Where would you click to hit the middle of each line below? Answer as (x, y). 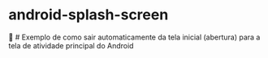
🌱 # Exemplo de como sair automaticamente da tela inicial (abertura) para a (134, 37)
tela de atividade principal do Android (71, 45)
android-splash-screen (89, 15)
